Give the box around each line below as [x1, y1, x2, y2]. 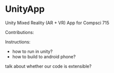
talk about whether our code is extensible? [5, 63, 92, 69]
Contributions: [5, 29, 35, 35]
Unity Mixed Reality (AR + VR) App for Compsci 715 [5, 20, 110, 26]
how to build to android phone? [12, 53, 76, 60]
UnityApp [5, 3, 45, 15]
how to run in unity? [12, 48, 53, 54]
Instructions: [5, 38, 31, 45]
